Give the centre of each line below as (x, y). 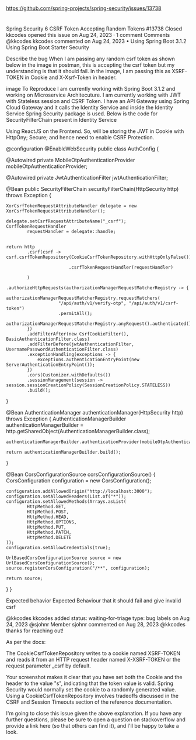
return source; (24, 578)
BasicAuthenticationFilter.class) (48, 339)
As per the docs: (26, 642)
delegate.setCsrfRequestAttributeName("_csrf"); (66, 221)
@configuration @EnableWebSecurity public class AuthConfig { (83, 149)
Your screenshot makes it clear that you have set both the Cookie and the (94, 677)
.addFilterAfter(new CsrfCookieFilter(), (78, 334)
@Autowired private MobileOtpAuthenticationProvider (71, 160)
